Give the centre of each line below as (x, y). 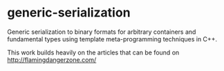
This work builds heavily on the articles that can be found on (93, 52)
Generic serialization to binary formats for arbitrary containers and (102, 32)
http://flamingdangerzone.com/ (52, 59)
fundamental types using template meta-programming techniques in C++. (112, 39)
